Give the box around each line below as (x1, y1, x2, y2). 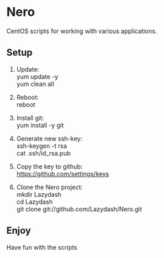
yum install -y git (16, 121, 65, 129)
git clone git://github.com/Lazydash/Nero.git (16, 204, 142, 213)
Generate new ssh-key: (16, 134, 83, 142)
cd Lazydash (16, 197, 53, 206)
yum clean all (16, 80, 54, 88)
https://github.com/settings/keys (16, 169, 109, 178)
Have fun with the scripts (6, 243, 78, 251)
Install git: (16, 114, 45, 122)
